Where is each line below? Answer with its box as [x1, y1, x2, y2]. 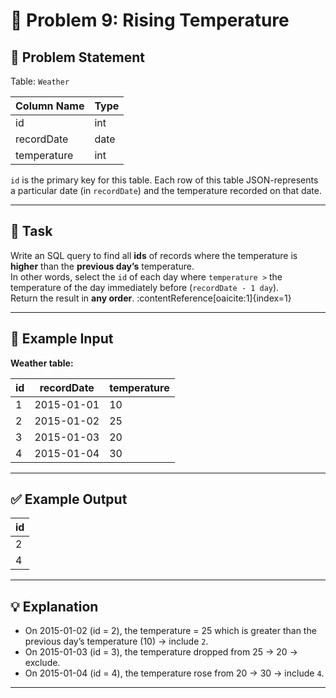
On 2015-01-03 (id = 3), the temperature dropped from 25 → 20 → [24, 646, 298, 658]
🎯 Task [10, 223, 53, 240]
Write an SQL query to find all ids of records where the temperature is [10, 249, 298, 261]
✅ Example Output [10, 491, 128, 508]
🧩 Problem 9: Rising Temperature [10, 9, 290, 32]
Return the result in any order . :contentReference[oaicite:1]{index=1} [10, 292, 292, 304]
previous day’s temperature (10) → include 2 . [24, 635, 209, 648]
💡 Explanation [10, 598, 99, 615]
